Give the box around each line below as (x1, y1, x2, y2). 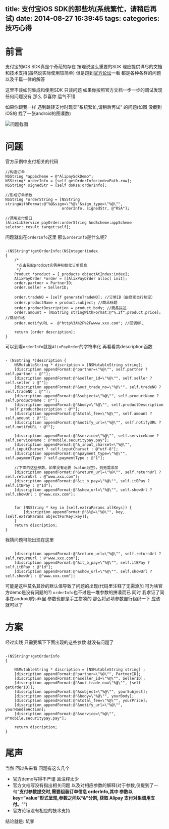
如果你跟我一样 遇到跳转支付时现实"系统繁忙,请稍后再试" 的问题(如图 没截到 (5, 104, 162, 110)
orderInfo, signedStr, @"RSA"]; (61, 206, 130, 211)
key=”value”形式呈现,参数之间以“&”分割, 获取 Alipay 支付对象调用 (12, 795, 151, 801)
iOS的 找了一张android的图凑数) (5, 110, 72, 116)
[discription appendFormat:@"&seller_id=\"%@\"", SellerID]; (14, 676, 145, 681)
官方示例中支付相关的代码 (5, 158, 59, 164)
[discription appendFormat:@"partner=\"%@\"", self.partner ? (14, 367, 148, 372)
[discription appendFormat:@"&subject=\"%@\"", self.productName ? (14, 394, 159, 399)
